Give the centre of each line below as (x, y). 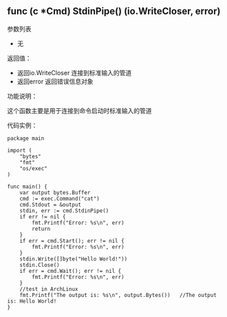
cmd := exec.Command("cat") (60, 198)
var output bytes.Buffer (55, 192)
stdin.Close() (40, 265)
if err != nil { (43, 216)
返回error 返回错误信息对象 (55, 81)
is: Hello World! (32, 301)
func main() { (28, 186)
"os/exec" (34, 168)
